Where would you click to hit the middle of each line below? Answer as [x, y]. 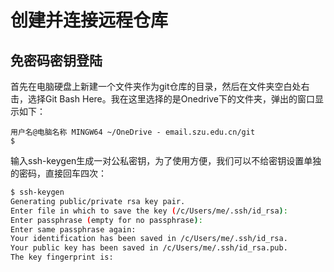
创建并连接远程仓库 [89, 20]
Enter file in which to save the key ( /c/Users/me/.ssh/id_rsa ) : [149, 211]
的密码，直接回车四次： [58, 173]
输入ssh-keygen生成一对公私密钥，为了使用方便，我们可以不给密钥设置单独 [166, 160]
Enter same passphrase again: [73, 229]
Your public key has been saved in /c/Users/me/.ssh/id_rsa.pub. [149, 248]
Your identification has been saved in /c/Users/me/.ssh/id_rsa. [149, 239]
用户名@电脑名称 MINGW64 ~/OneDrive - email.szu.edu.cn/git [133, 132]
